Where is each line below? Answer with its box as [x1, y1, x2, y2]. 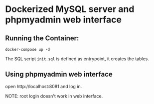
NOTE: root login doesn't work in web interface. [5, 93, 103, 99]
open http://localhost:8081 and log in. [5, 83, 82, 89]
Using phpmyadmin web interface [5, 70, 113, 79]
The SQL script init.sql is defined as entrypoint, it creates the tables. [5, 56, 150, 62]
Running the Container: [5, 34, 79, 42]
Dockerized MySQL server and [5, 3, 135, 15]
